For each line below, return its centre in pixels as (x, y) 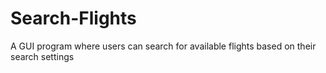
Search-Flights (73, 18)
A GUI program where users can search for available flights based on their (163, 46)
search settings (42, 56)
